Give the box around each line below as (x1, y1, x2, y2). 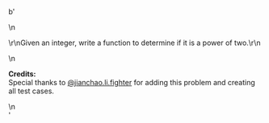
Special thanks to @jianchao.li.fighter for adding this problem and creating (8, 78, 256, 87)
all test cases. (8, 86, 55, 96)
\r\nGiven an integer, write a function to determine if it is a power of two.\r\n (8, 38, 261, 47)
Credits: (8, 69, 36, 79)
